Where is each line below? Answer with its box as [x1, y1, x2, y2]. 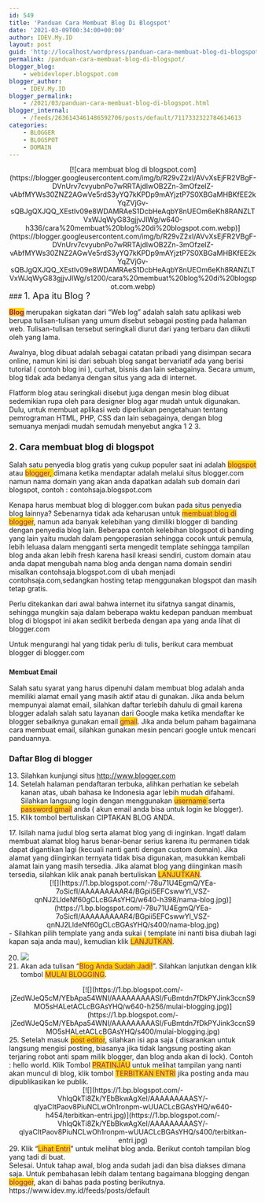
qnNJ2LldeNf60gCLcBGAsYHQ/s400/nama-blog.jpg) [46, 920, 219, 930]
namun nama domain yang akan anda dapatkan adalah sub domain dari [9, 476, 241, 486]
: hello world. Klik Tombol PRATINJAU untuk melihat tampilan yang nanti [9, 1060, 242, 1070]
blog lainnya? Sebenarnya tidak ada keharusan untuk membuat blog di [9, 509, 237, 518]
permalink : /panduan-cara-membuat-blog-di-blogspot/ [9, 56, 186, 64]
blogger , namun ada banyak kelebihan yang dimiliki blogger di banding [9, 516, 238, 526]
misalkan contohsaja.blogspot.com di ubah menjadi [9, 567, 175, 576]
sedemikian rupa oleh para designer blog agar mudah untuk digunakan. [9, 397, 241, 406]
